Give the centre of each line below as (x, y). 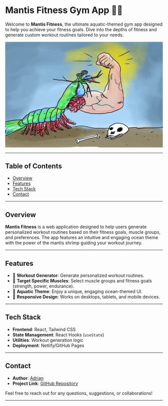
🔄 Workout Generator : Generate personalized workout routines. (78, 275)
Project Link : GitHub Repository (45, 383)
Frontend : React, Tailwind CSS (44, 329)
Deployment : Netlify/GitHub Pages (48, 345)
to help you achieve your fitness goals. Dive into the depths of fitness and (81, 29)
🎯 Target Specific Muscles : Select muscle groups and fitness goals (82, 281)
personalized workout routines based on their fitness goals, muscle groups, (83, 232)
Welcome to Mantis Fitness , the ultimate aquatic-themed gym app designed (84, 24)
